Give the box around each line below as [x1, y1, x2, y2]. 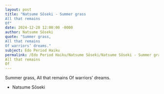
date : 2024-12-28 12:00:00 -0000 [5, 25, 73, 30]
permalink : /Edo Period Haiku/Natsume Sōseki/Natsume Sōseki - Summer [5, 52, 152, 57]
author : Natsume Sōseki [5, 30, 54, 35]
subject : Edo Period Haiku [5, 48, 60, 53]
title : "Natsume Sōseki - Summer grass [5, 12, 86, 17]
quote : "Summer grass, [5, 35, 51, 39]
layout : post [5, 7, 32, 12]
